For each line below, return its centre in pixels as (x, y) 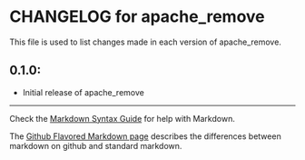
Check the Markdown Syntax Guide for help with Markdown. (123, 118)
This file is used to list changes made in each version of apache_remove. (145, 42)
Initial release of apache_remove (84, 92)
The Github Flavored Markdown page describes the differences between (145, 136)
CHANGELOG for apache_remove (137, 17)
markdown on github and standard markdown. (96, 145)
